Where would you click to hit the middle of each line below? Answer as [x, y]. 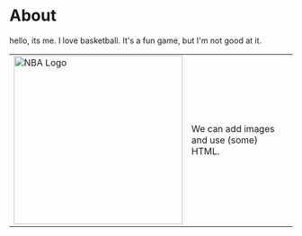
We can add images [233, 128]
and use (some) [225, 140]
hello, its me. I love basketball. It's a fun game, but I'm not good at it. [136, 40]
